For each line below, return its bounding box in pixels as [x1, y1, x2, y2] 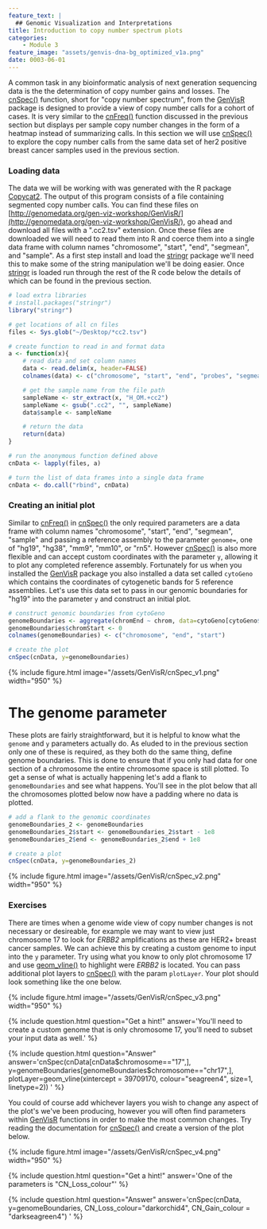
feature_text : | [8, 11, 62, 20]
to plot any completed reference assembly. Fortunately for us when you [8, 560, 242, 569]
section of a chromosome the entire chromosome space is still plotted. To [8, 764, 250, 773]
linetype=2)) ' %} [8, 1082, 65, 1091]
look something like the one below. [8, 977, 122, 987]
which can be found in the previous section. [8, 276, 152, 286]
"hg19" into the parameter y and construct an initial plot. [8, 594, 192, 603]
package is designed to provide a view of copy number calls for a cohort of [8, 103, 255, 112]
